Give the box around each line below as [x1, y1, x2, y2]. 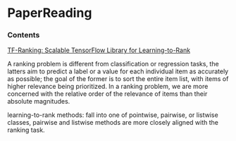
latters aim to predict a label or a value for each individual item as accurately [7, 67, 229, 75]
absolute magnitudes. [7, 97, 70, 106]
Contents [7, 30, 40, 40]
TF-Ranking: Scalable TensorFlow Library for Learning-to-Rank [7, 46, 191, 54]
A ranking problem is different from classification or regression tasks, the [7, 60, 220, 68]
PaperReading [7, 5, 92, 21]
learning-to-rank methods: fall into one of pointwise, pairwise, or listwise [7, 111, 218, 119]
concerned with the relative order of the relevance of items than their [7, 90, 208, 98]
